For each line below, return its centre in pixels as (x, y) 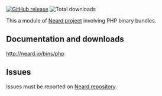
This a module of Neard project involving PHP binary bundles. (81, 20)
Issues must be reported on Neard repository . (61, 87)
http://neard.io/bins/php (35, 53)
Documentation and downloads (65, 39)
